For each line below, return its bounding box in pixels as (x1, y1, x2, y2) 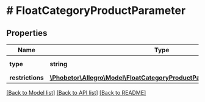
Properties (6, 28, 48, 38)
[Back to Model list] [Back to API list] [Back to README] (6, 89, 146, 96)
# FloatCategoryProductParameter (6, 4, 186, 18)
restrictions (9, 73, 44, 82)
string (49, 60, 68, 68)
